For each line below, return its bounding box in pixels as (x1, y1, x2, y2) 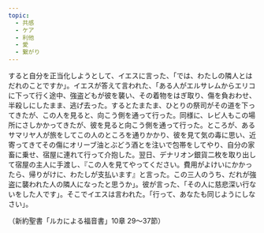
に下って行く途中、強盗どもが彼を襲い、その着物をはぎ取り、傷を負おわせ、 (8, 91, 256, 100)
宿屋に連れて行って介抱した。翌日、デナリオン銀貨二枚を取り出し (42, 150, 256, 159)
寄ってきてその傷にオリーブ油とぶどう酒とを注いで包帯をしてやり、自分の (8, 140, 248, 149)
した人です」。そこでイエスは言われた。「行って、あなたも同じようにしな (21, 190, 256, 198)
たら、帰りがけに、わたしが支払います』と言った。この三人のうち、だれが (8, 170, 250, 179)
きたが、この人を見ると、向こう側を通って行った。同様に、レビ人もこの (14, 111, 249, 119)
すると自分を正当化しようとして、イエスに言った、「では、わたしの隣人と (8, 71, 246, 80)
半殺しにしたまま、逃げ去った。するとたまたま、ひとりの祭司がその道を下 (8, 100, 249, 110)
